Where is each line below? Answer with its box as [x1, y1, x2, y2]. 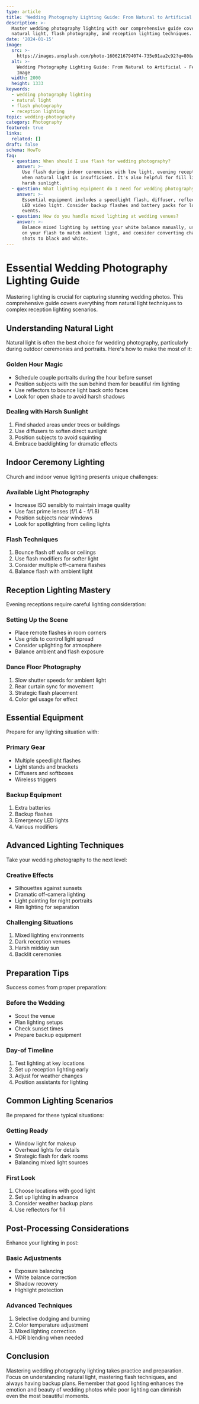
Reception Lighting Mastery [6, 585, 111, 595]
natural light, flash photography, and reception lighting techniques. [11, 31, 192, 37]
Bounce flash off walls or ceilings [14, 549, 96, 556]
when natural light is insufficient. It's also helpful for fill [21, 175, 187, 181]
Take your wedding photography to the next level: [6, 856, 127, 863]
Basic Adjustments [6, 1254, 62, 1262]
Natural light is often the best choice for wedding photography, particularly [6, 339, 188, 346]
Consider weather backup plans [14, 1200, 93, 1207]
